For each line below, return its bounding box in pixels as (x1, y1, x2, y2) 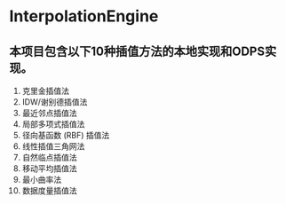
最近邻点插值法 (21, 108, 77, 118)
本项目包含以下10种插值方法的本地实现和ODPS (9, 43, 265, 59)
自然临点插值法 (21, 153, 77, 162)
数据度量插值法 (21, 185, 77, 196)
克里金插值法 (21, 86, 69, 96)
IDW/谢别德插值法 (21, 97, 88, 107)
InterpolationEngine (9, 6, 159, 27)
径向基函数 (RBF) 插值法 (21, 130, 110, 140)
